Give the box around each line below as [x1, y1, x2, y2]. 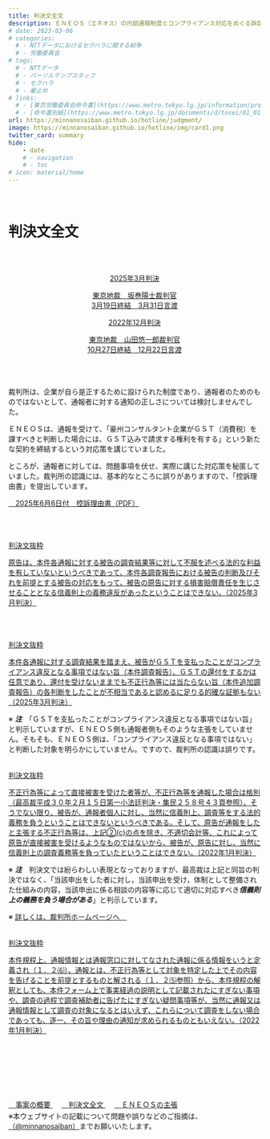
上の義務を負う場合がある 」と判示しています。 [8, 895, 163, 904]
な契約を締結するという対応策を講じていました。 [8, 444, 170, 454]
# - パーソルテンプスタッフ [15, 71, 96, 80]
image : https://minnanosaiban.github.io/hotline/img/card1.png [8, 124, 224, 132]
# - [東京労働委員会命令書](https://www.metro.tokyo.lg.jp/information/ [15, 101, 252, 109]
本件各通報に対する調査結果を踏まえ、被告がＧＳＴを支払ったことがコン [8, 657, 247, 667]
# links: [8, 94, 38, 102]
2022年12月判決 [107, 318, 162, 328]
